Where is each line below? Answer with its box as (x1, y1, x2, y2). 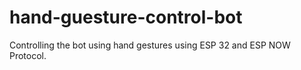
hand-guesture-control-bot (9, 6, 243, 29)
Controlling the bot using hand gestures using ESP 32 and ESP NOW (9, 39, 291, 51)
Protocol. (9, 49, 47, 61)
